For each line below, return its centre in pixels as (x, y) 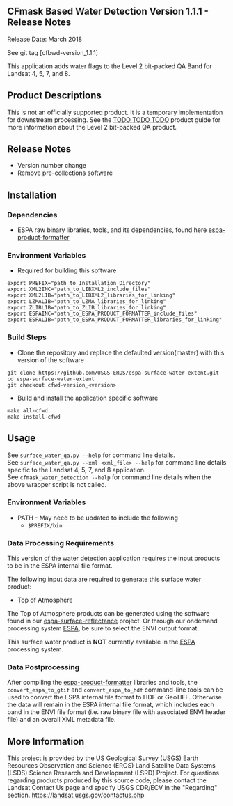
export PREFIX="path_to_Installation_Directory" (79, 284)
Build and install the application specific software (88, 398)
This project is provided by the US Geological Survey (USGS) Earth (103, 758)
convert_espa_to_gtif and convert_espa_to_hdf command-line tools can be (115, 690)
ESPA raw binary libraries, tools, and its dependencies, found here (112, 230)
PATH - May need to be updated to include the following (98, 518)
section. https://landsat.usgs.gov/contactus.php (76, 795)
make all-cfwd (28, 410)
